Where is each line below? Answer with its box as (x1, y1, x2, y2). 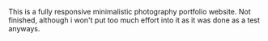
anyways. (8, 24, 40, 33)
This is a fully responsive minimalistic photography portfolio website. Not (8, 7, 251, 16)
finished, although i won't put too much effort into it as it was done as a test (8, 15, 261, 25)
